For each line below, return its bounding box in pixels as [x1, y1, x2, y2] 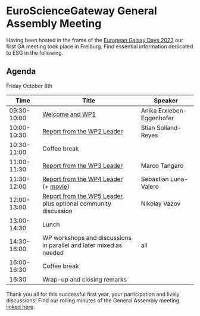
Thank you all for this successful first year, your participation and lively [6, 290, 180, 298]
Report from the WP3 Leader [42, 161, 123, 170]
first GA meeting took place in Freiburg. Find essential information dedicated [6, 43, 193, 50]
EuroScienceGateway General [6, 4, 158, 18]
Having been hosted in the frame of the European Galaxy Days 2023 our [6, 36, 183, 43]
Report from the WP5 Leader [42, 192, 123, 200]
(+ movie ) [42, 182, 70, 190]
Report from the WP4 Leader [42, 174, 123, 183]
